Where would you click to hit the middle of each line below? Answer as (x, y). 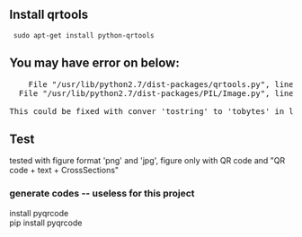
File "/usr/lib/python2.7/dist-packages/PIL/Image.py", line (156, 93)
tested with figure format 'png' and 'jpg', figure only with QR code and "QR (147, 161)
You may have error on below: (94, 63)
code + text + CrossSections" (64, 171)
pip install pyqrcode (46, 223)
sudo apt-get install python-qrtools (84, 35)
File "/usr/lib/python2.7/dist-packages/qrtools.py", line (161, 84)
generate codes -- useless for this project (102, 194)
